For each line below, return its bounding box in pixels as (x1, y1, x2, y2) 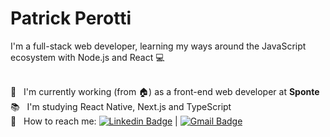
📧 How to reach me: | (10, 115, 178, 127)
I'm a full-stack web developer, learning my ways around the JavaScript (10, 40, 307, 52)
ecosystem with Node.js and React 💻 (10, 51, 165, 63)
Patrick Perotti (10, 7, 132, 30)
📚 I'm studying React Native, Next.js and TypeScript (10, 100, 232, 112)
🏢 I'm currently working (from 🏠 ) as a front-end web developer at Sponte (10, 85, 320, 97)
